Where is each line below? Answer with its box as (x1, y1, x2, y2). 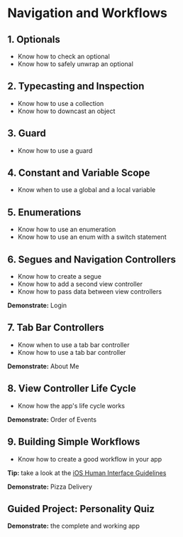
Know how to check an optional (17, 52, 110, 60)
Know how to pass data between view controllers (17, 287, 162, 296)
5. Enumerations (7, 206, 82, 218)
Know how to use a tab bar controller (17, 348, 126, 356)
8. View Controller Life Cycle (7, 383, 136, 395)
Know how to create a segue (17, 272, 101, 281)
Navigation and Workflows (7, 5, 168, 21)
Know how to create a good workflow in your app (17, 454, 162, 463)
